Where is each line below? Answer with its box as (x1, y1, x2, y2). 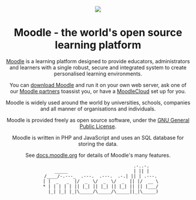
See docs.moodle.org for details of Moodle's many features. (25, 151, 171, 158)
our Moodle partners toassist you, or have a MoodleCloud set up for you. (10, 88, 186, 95)
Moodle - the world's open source (13, 26, 183, 39)
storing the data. (78, 140, 118, 147)
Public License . (79, 123, 117, 130)
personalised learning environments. (53, 70, 143, 77)
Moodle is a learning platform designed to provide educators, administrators (6, 57, 190, 64)
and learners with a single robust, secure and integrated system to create (9, 64, 187, 71)
